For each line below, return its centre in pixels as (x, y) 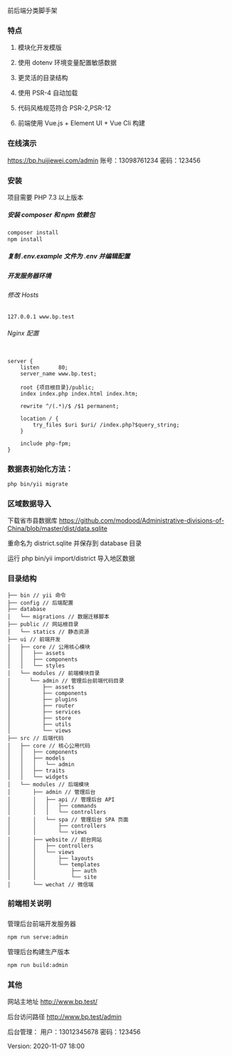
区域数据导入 (30, 503)
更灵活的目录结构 (43, 78)
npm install (25, 239)
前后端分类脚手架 (32, 10)
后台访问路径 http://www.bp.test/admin (65, 1016)
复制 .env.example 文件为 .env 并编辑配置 (69, 256)
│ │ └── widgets (38, 777)
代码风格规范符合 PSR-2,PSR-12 (64, 108)
